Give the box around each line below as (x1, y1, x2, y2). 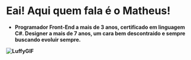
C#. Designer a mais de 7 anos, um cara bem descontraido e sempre (14, 29, 186, 36)
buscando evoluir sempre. (14, 36, 81, 43)
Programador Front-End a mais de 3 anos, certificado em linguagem (14, 24, 185, 31)
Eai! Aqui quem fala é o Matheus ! (6, 4, 171, 18)
